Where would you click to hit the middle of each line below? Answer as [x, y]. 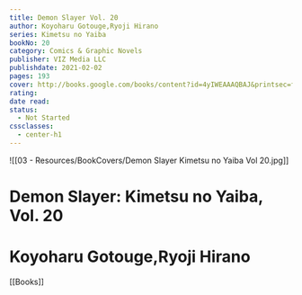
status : [24, 110]
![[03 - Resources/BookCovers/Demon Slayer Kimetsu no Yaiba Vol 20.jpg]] [149, 160]
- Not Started [44, 118]
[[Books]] [27, 282]
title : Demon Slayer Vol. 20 [64, 18]
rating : [24, 93]
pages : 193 [30, 76]
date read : [30, 101]
